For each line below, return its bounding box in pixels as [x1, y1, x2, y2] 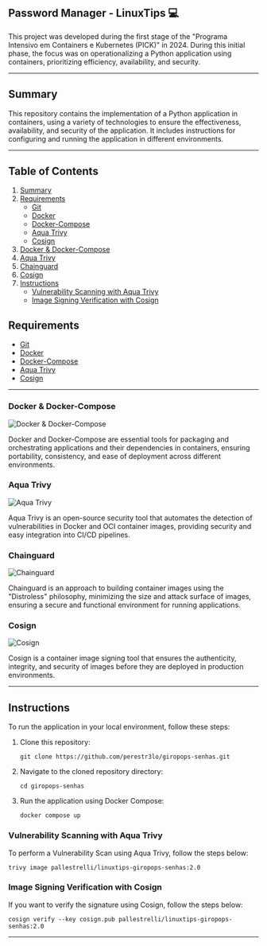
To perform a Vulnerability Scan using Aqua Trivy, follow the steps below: [8, 848, 249, 858]
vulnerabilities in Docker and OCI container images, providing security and [8, 521, 252, 531]
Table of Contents [8, 165, 99, 178]
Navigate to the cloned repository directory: [19, 767, 164, 777]
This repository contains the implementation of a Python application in [8, 108, 238, 118]
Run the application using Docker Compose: [19, 796, 164, 806]
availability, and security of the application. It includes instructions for [8, 126, 236, 135]
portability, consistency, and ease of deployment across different [8, 451, 221, 461]
